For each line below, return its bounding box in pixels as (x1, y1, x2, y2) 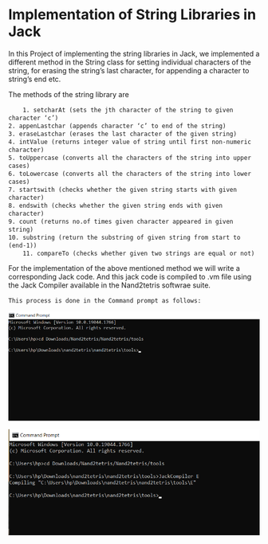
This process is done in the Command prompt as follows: (8, 296, 202, 304)
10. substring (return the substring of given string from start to (8, 233, 241, 241)
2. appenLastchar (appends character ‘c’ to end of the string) (8, 122, 227, 130)
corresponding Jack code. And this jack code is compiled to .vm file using (8, 272, 252, 281)
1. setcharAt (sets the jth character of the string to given (22, 106, 234, 114)
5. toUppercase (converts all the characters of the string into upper (8, 154, 251, 162)
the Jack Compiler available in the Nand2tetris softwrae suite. (8, 280, 211, 290)
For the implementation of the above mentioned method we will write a (8, 263, 241, 272)
